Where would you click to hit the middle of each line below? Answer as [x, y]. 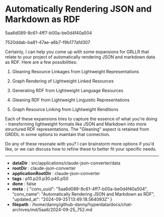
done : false [24, 183]
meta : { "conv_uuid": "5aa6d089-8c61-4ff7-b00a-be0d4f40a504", [80, 189]
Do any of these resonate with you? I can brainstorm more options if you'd [80, 144]
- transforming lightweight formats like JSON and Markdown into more [76, 124]
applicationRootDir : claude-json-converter [56, 173]
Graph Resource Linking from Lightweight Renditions [65, 109]
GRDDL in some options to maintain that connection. [58, 134]
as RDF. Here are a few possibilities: [41, 62]
